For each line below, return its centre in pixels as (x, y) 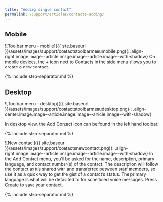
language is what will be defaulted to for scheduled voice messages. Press (81, 180)
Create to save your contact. (34, 185)
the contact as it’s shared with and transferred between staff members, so (80, 169)
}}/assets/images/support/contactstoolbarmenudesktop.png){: (69, 109)
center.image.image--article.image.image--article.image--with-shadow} (78, 114)
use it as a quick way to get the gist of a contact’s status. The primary (76, 174)
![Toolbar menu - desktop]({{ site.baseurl (47, 104)
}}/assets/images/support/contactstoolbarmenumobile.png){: (67, 51)
